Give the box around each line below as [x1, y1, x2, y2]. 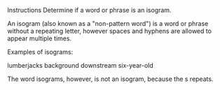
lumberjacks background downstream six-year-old [7, 61, 154, 69]
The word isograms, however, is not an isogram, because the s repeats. [7, 75, 214, 83]
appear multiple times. [7, 34, 72, 43]
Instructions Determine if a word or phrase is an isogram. [7, 6, 172, 14]
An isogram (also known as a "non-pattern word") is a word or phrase [7, 20, 209, 27]
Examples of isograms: [7, 48, 74, 56]
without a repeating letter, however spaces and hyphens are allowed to [7, 27, 212, 35]
